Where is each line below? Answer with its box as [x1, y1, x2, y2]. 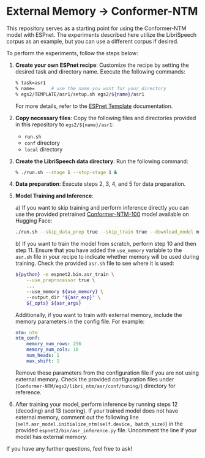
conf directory [24, 139, 60, 147]
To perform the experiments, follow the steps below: [6, 49, 138, 56]
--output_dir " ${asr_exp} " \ [26, 294, 101, 300]
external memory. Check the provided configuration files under [15, 375, 174, 383]
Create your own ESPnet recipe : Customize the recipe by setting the [15, 61, 189, 69]
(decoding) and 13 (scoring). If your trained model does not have [15, 406, 179, 414]
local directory [24, 145, 63, 153]
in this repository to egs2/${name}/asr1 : [15, 121, 114, 128]
